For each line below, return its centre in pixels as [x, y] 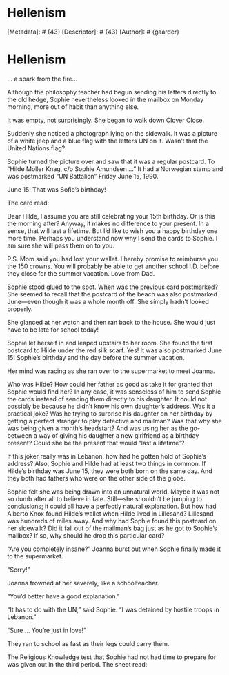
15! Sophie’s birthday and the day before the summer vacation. [96, 357]
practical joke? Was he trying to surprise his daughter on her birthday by [110, 413]
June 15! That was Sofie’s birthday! [57, 189]
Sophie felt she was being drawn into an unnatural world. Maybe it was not [113, 492]
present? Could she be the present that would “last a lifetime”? [96, 443]
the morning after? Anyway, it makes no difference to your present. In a [108, 223]
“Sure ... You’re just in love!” [47, 630]
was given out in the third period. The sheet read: [77, 664]
